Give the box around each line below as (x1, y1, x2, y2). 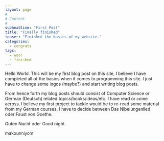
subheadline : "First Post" (5, 25, 60, 30)
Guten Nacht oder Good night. (5, 121, 66, 127)
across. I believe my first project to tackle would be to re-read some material (5, 101, 159, 107)
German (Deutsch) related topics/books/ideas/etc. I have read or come (5, 96, 148, 102)
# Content (5, 16, 25, 21)
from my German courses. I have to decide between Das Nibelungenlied (5, 106, 151, 112)
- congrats (9, 44, 32, 48)
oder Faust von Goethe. (5, 111, 53, 117)
